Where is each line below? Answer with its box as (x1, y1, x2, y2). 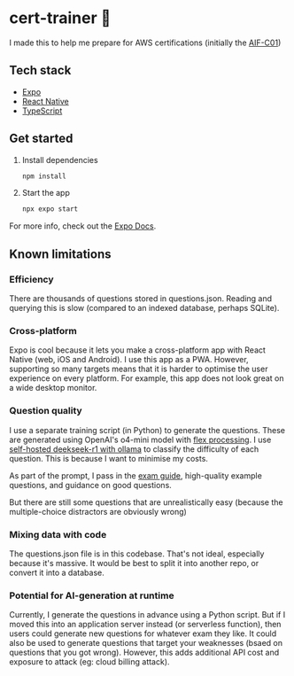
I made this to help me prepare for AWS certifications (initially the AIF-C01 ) (9, 37, 282, 48)
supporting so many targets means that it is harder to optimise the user (9, 363, 268, 375)
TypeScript (21, 105, 63, 116)
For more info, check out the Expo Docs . (9, 221, 157, 231)
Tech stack (9, 63, 72, 78)
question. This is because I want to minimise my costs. (9, 453, 208, 463)
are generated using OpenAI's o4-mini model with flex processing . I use (9, 434, 272, 445)
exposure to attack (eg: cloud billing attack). (9, 657, 170, 667)
